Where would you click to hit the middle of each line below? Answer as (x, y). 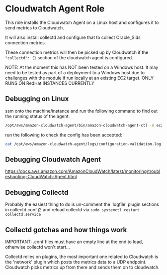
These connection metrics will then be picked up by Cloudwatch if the (77, 52)
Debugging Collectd (37, 192)
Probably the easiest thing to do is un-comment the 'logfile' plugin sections (82, 204)
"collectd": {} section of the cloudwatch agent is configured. (69, 57)
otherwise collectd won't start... (38, 247)
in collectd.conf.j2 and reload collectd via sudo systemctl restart (72, 210)
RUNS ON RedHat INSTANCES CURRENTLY (50, 83)
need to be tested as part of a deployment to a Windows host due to (75, 72)
